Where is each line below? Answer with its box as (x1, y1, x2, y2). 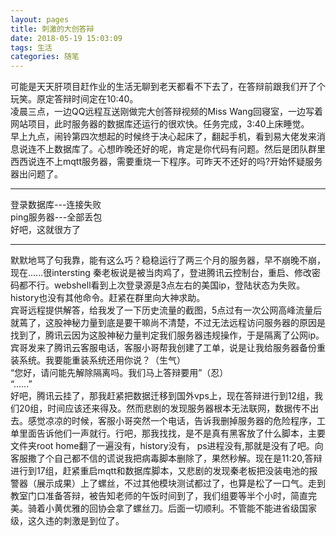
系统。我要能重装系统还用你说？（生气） (18, 354, 186, 366)
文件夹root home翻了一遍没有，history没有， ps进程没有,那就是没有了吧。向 (10, 440, 324, 452)
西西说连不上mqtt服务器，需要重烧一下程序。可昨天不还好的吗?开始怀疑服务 (10, 156, 323, 168)
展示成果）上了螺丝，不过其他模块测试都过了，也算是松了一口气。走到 (36, 477, 326, 490)
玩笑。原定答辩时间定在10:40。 (10, 93, 139, 105)
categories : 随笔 (10, 52, 80, 62)
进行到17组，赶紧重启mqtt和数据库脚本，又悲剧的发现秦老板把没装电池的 (10, 465, 310, 477)
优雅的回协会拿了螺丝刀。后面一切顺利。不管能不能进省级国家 (62, 502, 317, 515)
